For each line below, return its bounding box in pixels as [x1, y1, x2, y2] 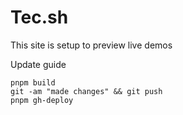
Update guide [10, 58, 67, 70]
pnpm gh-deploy [10, 95, 74, 105]
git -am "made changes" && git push [10, 86, 163, 96]
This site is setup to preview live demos [10, 39, 173, 51]
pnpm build [10, 77, 56, 88]
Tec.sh [10, 6, 69, 29]
